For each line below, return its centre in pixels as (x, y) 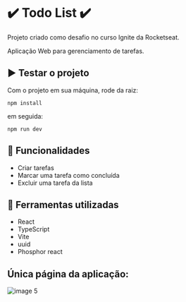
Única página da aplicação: (68, 274)
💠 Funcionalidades (49, 151)
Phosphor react (40, 252)
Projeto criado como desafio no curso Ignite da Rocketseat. (93, 37)
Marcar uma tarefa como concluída (68, 175)
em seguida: (25, 116)
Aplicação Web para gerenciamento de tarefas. (76, 51)
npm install (25, 103)
